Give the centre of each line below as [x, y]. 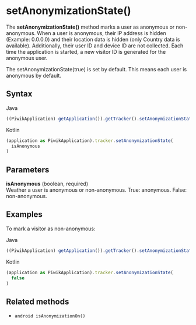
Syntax [19, 94]
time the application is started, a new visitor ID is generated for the [86, 51]
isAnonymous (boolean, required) [47, 184]
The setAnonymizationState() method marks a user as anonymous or [90, 27]
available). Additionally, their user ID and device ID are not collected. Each [95, 46]
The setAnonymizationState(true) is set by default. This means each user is [97, 69]
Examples [24, 215]
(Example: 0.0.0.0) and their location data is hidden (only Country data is [93, 39]
